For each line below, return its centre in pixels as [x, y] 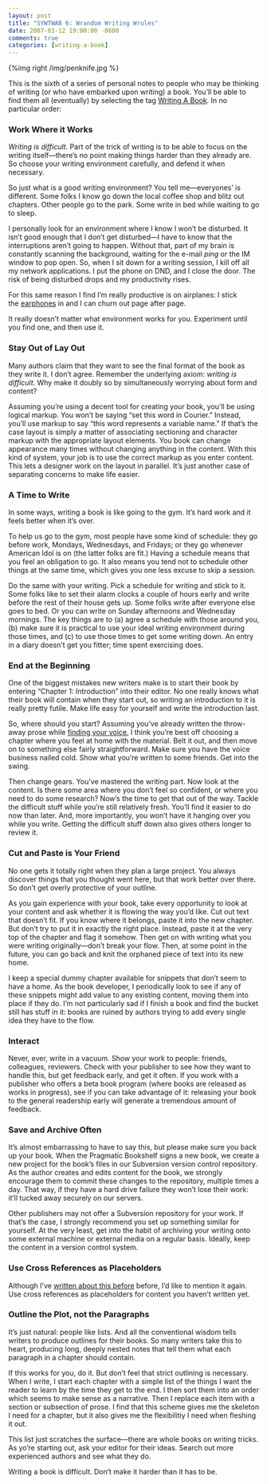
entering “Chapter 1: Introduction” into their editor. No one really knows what [133, 692]
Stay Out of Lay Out [47, 348]
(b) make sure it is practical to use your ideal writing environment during [126, 628]
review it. [23, 833]
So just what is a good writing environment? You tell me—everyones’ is [125, 187]
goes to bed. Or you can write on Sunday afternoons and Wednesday [122, 611]
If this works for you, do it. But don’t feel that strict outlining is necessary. [128, 1372]
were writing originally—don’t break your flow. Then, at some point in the [128, 945]
